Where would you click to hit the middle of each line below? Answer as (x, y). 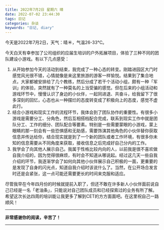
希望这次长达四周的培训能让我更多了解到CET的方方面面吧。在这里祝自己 (78, 196)
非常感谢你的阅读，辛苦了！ (33, 217)
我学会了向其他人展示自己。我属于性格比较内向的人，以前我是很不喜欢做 (85, 149)
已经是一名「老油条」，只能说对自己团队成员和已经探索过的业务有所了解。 (83, 190)
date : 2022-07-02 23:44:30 (32, 14)
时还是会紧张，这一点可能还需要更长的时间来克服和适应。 (70, 174)
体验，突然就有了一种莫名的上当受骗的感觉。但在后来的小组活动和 (91, 88)
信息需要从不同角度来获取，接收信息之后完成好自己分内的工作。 (85, 143)
